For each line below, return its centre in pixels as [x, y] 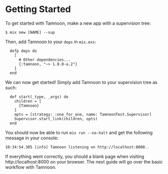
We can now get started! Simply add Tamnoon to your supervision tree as [81, 82]
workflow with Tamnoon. [31, 167]
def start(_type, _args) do [39, 97]
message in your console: [32, 138]
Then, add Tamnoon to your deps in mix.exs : [51, 42]
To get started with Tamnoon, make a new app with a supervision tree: [78, 23]
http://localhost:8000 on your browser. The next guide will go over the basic [84, 161]
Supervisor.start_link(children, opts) [56, 119]
